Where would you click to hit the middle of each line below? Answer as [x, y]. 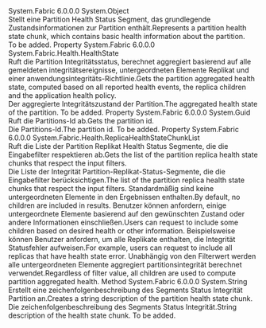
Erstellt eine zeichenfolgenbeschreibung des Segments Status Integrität [126, 290]
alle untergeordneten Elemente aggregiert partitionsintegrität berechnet [125, 265]
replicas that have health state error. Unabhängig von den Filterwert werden [132, 256]
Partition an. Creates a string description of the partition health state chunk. [131, 299]
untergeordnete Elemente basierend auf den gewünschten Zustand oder [126, 214]
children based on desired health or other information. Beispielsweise [122, 231]
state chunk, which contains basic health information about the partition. [127, 36]
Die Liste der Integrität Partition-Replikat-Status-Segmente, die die [117, 172]
